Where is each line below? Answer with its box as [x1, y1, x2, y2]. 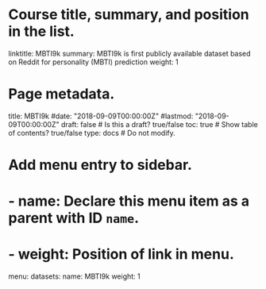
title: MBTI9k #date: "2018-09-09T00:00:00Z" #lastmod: [8, 111, 194, 121]
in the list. [8, 22, 75, 40]
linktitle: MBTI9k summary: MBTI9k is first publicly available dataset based [8, 48, 252, 58]
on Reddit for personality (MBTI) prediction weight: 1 [8, 57, 179, 67]
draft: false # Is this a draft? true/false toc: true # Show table [60, 119, 258, 129]
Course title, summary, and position [8, 6, 249, 24]
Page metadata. [8, 85, 115, 103]
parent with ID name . [8, 209, 140, 227]
